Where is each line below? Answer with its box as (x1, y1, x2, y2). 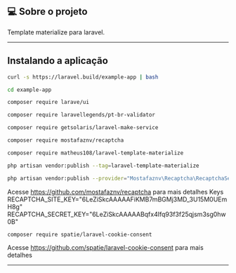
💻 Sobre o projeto (7, 6, 88, 18)
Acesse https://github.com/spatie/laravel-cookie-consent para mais (7, 244, 204, 252)
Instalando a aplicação (7, 55, 109, 67)
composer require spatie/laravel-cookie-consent (7, 231, 152, 238)
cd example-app (7, 86, 52, 93)
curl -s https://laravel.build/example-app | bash (7, 73, 159, 81)
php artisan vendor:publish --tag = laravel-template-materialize (7, 162, 199, 169)
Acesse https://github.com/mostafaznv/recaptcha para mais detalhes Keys (7, 187, 224, 196)
